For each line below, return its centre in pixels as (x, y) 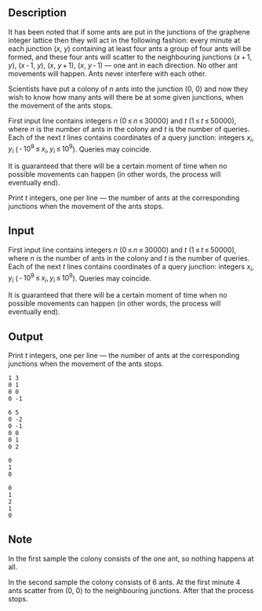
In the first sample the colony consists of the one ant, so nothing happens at (131, 558)
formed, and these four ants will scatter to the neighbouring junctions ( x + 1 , (130, 57)
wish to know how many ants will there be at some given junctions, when (126, 97)
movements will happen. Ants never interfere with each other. (107, 73)
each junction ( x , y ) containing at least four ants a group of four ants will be (129, 48)
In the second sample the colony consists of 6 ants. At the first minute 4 (124, 582)
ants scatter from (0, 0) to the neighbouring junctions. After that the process (131, 590)
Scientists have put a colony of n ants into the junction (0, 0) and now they (128, 89)
